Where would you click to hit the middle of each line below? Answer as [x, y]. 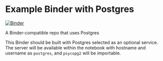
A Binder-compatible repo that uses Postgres [52, 32]
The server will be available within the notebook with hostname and [75, 47]
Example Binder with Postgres [70, 9]
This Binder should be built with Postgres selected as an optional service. [82, 42]
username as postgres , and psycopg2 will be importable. [63, 53]
